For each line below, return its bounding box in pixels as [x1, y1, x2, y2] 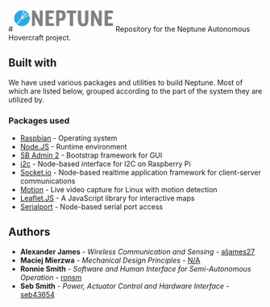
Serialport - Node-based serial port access [19, 201, 164, 212]
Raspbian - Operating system [19, 132, 118, 143]
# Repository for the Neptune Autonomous [8, 23, 251, 34]
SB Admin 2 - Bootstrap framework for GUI [19, 150, 163, 160]
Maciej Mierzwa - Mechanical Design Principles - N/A [19, 255, 201, 265]
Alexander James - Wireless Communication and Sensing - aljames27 [19, 246, 255, 256]
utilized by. [8, 95, 44, 104]
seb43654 [19, 289, 55, 299]
